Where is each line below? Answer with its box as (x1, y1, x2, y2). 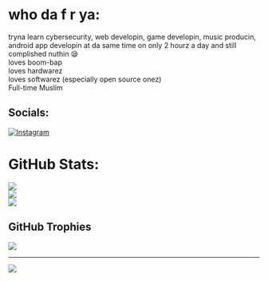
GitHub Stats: (8, 155, 100, 173)
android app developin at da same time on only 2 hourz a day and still (8, 40, 237, 49)
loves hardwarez (8, 65, 63, 75)
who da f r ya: (8, 6, 100, 24)
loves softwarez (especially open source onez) (8, 74, 162, 84)
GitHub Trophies (8, 220, 92, 234)
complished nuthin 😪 (8, 49, 78, 58)
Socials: (8, 106, 49, 120)
